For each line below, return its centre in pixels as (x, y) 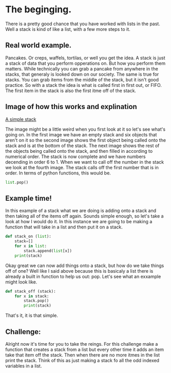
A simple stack (21, 119)
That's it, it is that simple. (32, 315)
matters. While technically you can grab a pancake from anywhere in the (82, 68)
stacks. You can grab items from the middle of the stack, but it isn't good (82, 79)
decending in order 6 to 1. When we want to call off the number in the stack (85, 162)
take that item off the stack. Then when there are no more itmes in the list (83, 355)
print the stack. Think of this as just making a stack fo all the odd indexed (82, 360)
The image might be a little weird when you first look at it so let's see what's (85, 129)
